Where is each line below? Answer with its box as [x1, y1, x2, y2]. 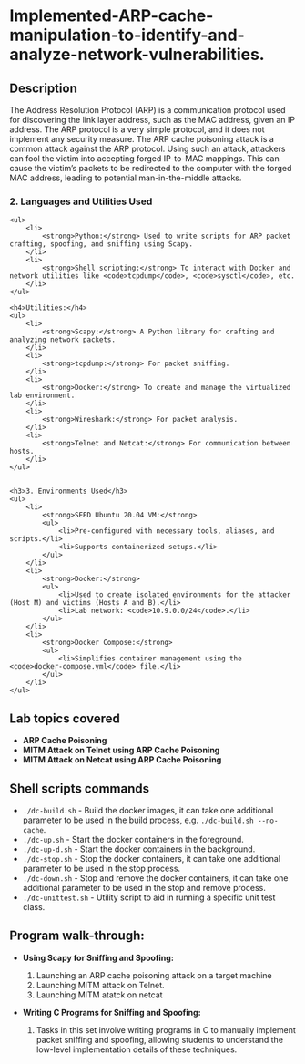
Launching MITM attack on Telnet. [36, 979, 166, 990]
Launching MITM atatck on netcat [36, 989, 163, 1000]
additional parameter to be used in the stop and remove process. [22, 882, 266, 893]
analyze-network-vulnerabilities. [9, 45, 266, 65]
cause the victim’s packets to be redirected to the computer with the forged [9, 163, 292, 173]
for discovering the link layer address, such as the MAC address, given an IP [9, 115, 296, 125]
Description [9, 80, 77, 96]
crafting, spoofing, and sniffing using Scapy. [9, 240, 194, 249]
